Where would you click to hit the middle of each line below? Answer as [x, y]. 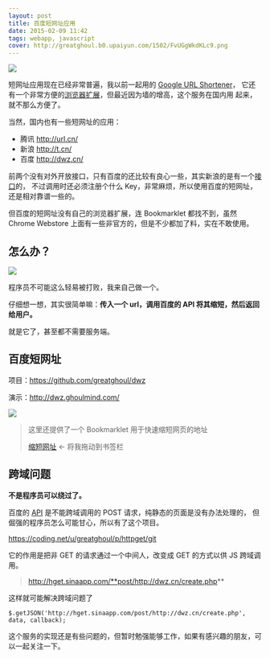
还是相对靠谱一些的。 [43, 196]
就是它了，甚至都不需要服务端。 [61, 331]
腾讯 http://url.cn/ [49, 139]
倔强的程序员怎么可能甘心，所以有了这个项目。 [86, 522]
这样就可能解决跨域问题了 [51, 598]
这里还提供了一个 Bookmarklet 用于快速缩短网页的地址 [118, 429]
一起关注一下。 [40, 646]
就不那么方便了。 [37, 105]
